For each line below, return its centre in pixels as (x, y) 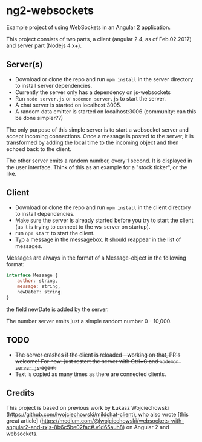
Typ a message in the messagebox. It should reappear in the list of (98, 239)
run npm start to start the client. (55, 233)
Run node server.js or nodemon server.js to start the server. (90, 98)
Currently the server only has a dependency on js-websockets (93, 92)
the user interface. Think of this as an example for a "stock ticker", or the (97, 167)
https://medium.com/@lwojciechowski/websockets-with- (113, 420)
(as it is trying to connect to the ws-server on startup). (83, 226)
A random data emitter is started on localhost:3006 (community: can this (106, 111)
